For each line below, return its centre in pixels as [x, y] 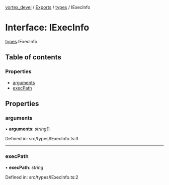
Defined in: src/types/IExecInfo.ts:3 [42, 139]
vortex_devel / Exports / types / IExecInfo [48, 7]
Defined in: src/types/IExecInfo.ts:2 [42, 177]
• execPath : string [24, 167]
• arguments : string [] [28, 129]
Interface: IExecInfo [47, 28]
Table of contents [33, 57]
